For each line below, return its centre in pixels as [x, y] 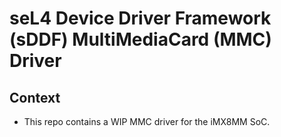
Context [35, 97]
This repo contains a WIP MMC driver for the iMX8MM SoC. [147, 121]
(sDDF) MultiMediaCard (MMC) [140, 39]
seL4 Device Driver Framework [140, 18]
